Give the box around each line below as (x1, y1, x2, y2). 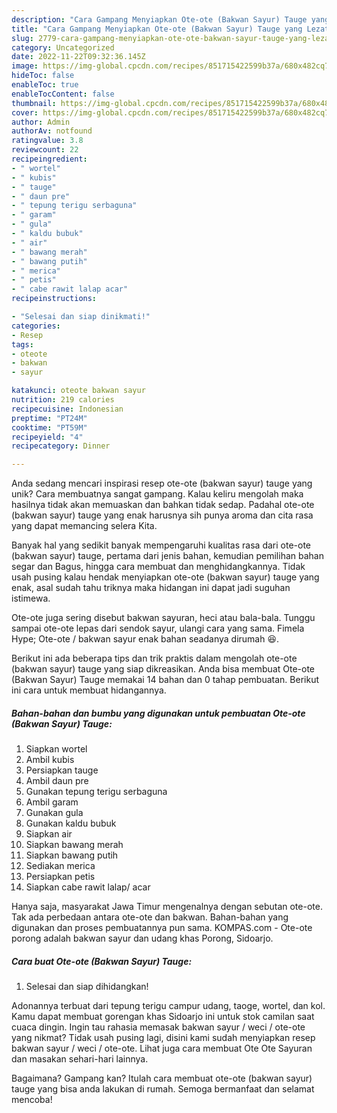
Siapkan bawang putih (25, 849, 119, 861)
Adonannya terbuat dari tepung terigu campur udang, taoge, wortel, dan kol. (11, 1000, 326, 1012)
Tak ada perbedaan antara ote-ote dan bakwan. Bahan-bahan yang (11, 911, 289, 923)
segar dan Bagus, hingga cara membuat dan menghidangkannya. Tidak (11, 561, 306, 573)
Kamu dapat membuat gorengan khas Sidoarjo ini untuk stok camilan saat (11, 1011, 315, 1023)
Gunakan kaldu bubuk (25, 817, 117, 830)
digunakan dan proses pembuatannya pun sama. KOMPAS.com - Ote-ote (11, 922, 313, 934)
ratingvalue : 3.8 (11, 136, 84, 146)
